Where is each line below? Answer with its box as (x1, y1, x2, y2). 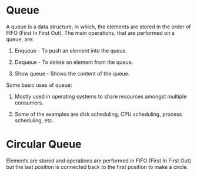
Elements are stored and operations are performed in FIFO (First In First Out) (6, 157, 191, 164)
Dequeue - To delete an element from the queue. (14, 58, 133, 66)
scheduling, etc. (14, 116, 54, 124)
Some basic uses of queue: (6, 81, 72, 89)
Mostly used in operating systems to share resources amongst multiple (14, 93, 187, 100)
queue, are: (6, 35, 34, 43)
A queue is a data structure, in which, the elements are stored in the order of (6, 23, 191, 30)
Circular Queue (6, 138, 82, 151)
